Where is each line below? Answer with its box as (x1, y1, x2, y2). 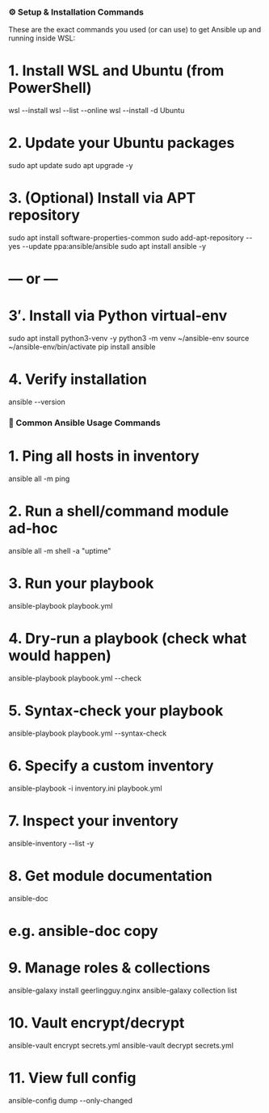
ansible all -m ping (8, 474, 70, 483)
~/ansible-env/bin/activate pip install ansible (8, 342, 156, 352)
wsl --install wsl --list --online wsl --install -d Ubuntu (8, 106, 185, 116)
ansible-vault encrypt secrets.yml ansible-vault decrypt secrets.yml (8, 1040, 234, 1050)
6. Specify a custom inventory (8, 757, 214, 774)
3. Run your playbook (8, 575, 154, 592)
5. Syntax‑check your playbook (8, 702, 224, 720)
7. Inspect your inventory (8, 812, 179, 830)
